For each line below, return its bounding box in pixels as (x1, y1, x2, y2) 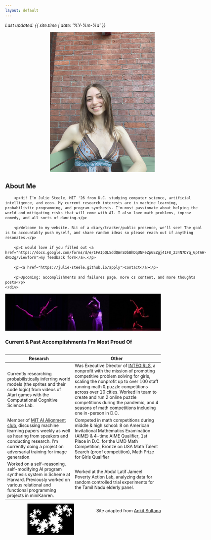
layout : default (5, 8, 39, 13)
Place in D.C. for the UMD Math (75, 438, 138, 444)
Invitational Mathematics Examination (75, 427, 151, 433)
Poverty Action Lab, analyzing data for (75, 474, 153, 480)
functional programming (7, 487, 56, 493)
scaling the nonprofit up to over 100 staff (75, 378, 159, 384)
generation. (7, 454, 31, 460)
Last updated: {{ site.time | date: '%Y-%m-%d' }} (5, 22, 106, 28)
